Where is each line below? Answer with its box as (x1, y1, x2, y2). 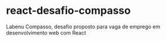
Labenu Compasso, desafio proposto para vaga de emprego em (6, 23, 161, 30)
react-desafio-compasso (6, 4, 131, 17)
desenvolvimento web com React (6, 29, 87, 36)
